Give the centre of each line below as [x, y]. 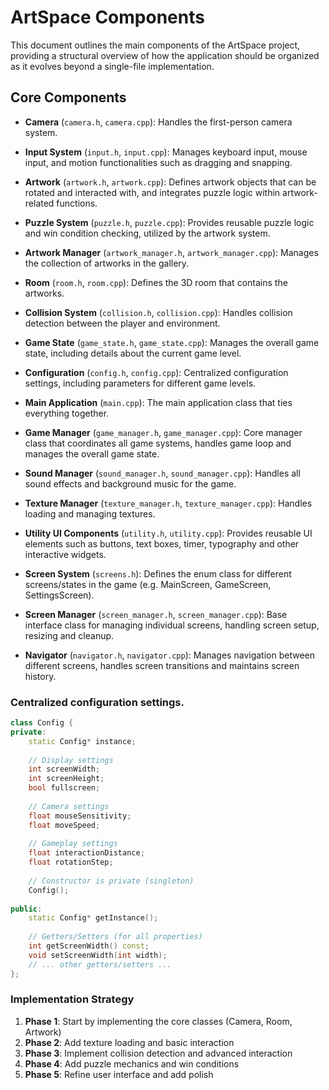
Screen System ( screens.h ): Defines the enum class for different [158, 573]
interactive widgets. [65, 554]
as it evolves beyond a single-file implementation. [112, 66]
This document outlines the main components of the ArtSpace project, [155, 45]
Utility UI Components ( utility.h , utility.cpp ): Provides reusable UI [168, 533]
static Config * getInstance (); [93, 918]
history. [40, 676]
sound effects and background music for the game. [130, 483]
